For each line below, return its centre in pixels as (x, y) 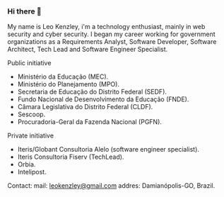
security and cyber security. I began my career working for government (111, 34)
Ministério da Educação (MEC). (63, 77)
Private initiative (31, 136)
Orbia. (26, 164)
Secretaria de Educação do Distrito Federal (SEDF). (92, 92)
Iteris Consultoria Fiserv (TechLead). (71, 157)
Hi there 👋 (25, 11)
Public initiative (29, 63)
